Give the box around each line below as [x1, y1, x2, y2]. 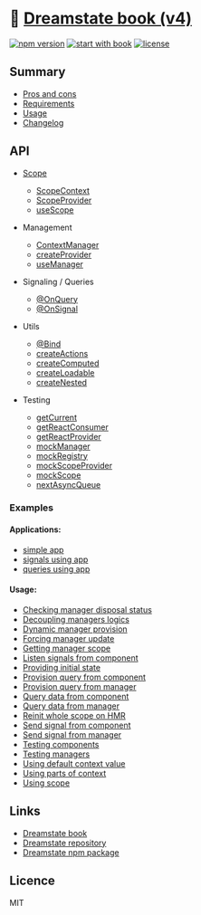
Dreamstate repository [22, 837, 107, 848]
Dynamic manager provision [22, 624, 129, 634]
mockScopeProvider [35, 460, 113, 471]
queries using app [22, 563, 91, 574]
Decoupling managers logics [22, 614, 129, 624]
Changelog [22, 117, 64, 128]
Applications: [9, 524, 62, 535]
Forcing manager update [22, 633, 115, 643]
